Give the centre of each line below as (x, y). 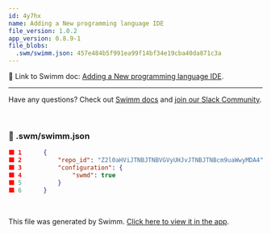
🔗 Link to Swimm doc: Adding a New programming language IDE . (116, 76)
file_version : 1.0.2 (43, 31)
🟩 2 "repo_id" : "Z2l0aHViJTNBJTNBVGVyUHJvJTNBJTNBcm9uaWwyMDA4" (136, 161)
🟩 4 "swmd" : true (62, 175)
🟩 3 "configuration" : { (66, 168)
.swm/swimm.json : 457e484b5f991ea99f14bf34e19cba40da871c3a (119, 53)
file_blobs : (28, 46)
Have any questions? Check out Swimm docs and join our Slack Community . (135, 99)
